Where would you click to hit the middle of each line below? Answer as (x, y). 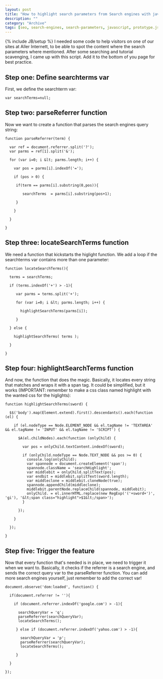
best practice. (19, 62)
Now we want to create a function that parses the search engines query (77, 124)
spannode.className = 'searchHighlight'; (69, 468)
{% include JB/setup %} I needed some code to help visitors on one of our (80, 41)
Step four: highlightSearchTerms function (69, 368)
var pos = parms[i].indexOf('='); (49, 168)
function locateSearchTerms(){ (37, 268)
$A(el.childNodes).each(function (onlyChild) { (67, 438)
